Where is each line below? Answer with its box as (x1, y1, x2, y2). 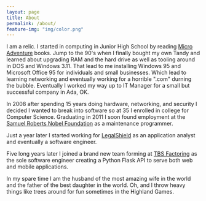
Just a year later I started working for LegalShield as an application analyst (6, 132, 196, 139)
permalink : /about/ (6, 20, 57, 26)
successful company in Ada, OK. (6, 88, 89, 96)
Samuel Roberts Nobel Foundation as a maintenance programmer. (6, 120, 173, 127)
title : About (6, 15, 40, 21)
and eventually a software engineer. (6, 138, 97, 146)
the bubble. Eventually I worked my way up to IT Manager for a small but (6, 82, 190, 89)
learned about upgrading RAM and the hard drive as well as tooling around (6, 56, 196, 63)
